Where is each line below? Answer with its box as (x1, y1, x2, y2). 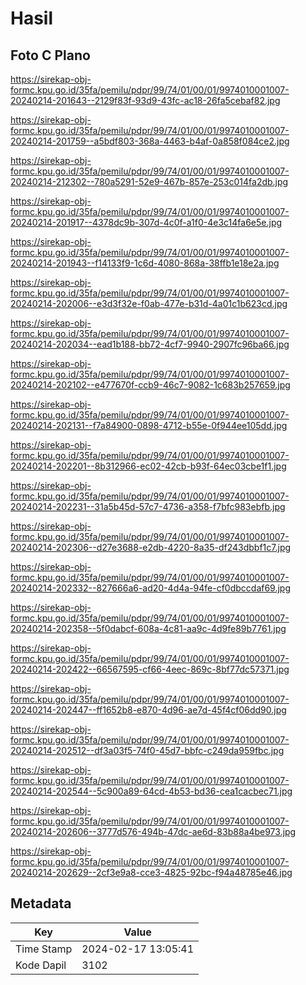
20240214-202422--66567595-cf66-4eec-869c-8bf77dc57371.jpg (10, 663, 290, 675)
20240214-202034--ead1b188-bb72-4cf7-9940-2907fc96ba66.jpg (10, 338, 290, 350)
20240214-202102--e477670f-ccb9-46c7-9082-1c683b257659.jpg (10, 379, 291, 391)
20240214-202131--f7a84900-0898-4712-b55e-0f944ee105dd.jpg (10, 420, 288, 431)
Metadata (10, 895, 72, 912)
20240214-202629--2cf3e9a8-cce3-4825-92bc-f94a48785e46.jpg (10, 867, 293, 878)
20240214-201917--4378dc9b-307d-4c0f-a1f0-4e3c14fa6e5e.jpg (10, 217, 283, 228)
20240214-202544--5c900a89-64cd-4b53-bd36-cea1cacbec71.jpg (10, 785, 293, 797)
